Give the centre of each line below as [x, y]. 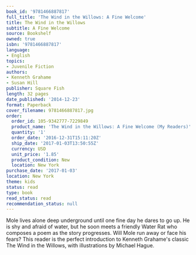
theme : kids [21, 182]
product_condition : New [40, 160]
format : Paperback [29, 105]
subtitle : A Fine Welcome [38, 28]
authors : [17, 72]
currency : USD [29, 149]
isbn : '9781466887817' [34, 45]
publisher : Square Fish [35, 89]
